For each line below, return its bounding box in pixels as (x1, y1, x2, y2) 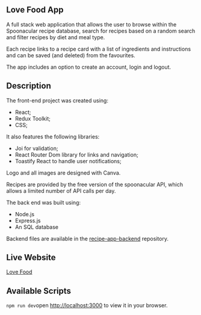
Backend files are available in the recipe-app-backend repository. (6, 235, 169, 242)
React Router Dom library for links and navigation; (14, 151, 138, 158)
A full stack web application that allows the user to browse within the (6, 20, 177, 28)
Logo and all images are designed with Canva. (6, 169, 121, 176)
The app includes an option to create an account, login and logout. (6, 63, 172, 70)
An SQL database (14, 223, 59, 231)
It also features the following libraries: (6, 133, 100, 140)
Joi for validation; (14, 145, 58, 152)
